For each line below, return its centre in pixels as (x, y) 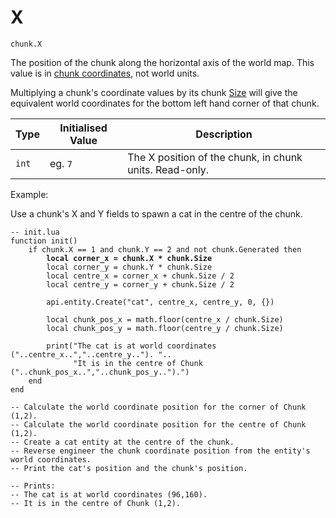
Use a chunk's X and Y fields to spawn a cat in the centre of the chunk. (156, 213)
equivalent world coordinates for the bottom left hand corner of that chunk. (165, 103)
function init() (44, 241)
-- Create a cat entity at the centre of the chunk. (122, 442)
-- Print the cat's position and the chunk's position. (129, 468)
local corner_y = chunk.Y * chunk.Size (129, 267)
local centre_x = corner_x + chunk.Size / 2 (140, 276)
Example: (29, 194)
